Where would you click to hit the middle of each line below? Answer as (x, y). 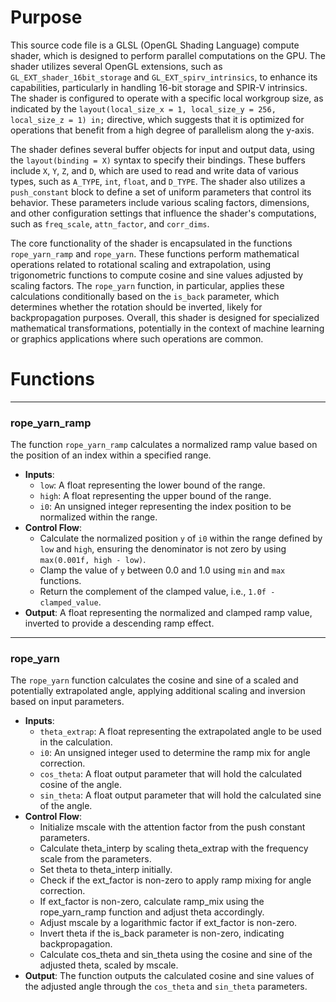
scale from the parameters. (95, 859)
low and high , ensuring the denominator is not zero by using (163, 549)
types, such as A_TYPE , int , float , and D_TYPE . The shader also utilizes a (158, 181)
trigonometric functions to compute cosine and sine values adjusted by (157, 275)
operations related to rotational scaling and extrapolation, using (141, 264)
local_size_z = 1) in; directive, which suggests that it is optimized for (157, 119)
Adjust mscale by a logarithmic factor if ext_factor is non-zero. (168, 923)
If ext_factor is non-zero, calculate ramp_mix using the (152, 902)
